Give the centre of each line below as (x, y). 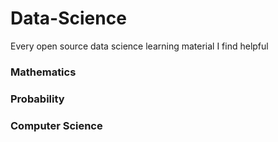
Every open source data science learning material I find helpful (139, 46)
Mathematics (43, 72)
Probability (37, 99)
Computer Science (56, 125)
